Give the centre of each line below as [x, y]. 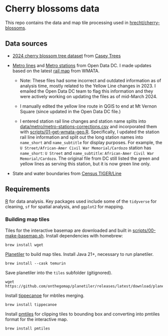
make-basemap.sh [24, 235]
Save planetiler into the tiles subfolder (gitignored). [59, 272]
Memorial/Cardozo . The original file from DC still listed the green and [89, 158]
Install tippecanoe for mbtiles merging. [45, 295]
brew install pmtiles [28, 328]
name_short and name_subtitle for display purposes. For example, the [91, 142]
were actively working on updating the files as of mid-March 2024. [88, 96]
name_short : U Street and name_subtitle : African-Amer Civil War [87, 153]
